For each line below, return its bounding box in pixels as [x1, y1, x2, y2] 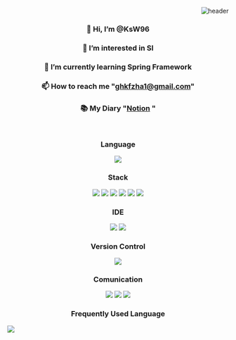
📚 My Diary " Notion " [80, 103, 156, 113]
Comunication [93, 275, 143, 284]
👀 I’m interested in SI [82, 43, 154, 53]
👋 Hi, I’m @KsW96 [86, 24, 150, 34]
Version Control [90, 241, 146, 251]
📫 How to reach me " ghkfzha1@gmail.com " [41, 81, 195, 91]
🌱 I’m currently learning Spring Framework [44, 62, 192, 72]
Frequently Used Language [70, 309, 166, 319]
